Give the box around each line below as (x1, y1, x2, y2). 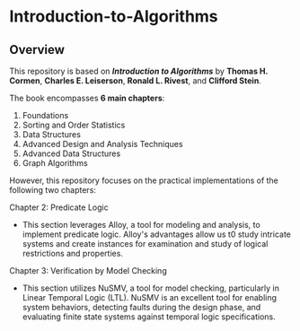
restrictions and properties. (22, 248, 124, 258)
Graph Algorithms (22, 158, 88, 168)
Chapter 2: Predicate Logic (9, 202, 110, 213)
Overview (9, 42, 66, 57)
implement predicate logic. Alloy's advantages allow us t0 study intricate (22, 229, 292, 240)
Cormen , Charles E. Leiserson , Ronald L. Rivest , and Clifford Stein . (9, 75, 262, 86)
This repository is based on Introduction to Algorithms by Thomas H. (9, 65, 269, 76)
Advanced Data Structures (22, 148, 121, 159)
